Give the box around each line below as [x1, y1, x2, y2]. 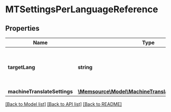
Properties [5, 24, 40, 33]
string [77, 64, 93, 71]
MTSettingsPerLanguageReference [5, 4, 158, 15]
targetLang [8, 64, 36, 71]
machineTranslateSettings [8, 88, 73, 95]
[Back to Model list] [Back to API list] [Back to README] [5, 101, 122, 107]
